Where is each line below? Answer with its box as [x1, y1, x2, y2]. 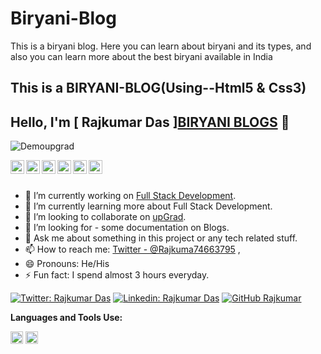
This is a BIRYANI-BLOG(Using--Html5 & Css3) [10, 80, 307, 97]
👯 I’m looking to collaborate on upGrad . [24, 211, 187, 223]
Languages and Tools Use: [10, 312, 123, 324]
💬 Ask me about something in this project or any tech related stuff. [24, 232, 298, 244]
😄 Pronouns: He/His [24, 258, 110, 270]
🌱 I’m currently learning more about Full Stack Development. [24, 200, 273, 212]
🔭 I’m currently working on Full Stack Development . [24, 190, 237, 202]
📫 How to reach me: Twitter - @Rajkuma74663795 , [24, 243, 241, 256]
